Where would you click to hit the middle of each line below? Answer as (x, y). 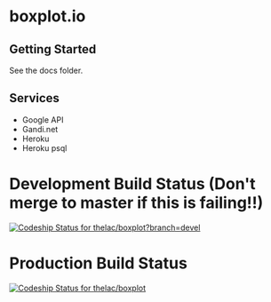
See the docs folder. (46, 70)
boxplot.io (48, 16)
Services (35, 98)
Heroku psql (44, 147)
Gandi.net (40, 129)
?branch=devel (173, 227)
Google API (43, 119)
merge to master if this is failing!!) (136, 203)
